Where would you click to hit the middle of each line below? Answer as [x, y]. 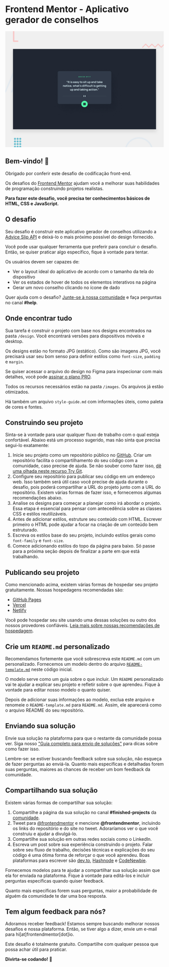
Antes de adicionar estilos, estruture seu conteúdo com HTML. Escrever [87, 519]
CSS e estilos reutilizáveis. [40, 514]
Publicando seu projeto [42, 573]
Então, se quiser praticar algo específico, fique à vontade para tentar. [77, 252]
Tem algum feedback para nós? [56, 911]
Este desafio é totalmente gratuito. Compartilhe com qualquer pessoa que [82, 944]
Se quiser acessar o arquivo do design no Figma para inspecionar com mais [84, 371]
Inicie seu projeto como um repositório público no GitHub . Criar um [82, 455]
